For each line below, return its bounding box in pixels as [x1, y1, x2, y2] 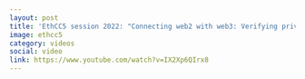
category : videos [9, 38, 75, 48]
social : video [9, 47, 64, 56]
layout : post [9, 13, 59, 23]
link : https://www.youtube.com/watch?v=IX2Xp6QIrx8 [9, 55, 209, 64]
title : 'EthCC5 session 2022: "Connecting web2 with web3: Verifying [9, 22, 279, 31]
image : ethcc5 [9, 30, 64, 39]
